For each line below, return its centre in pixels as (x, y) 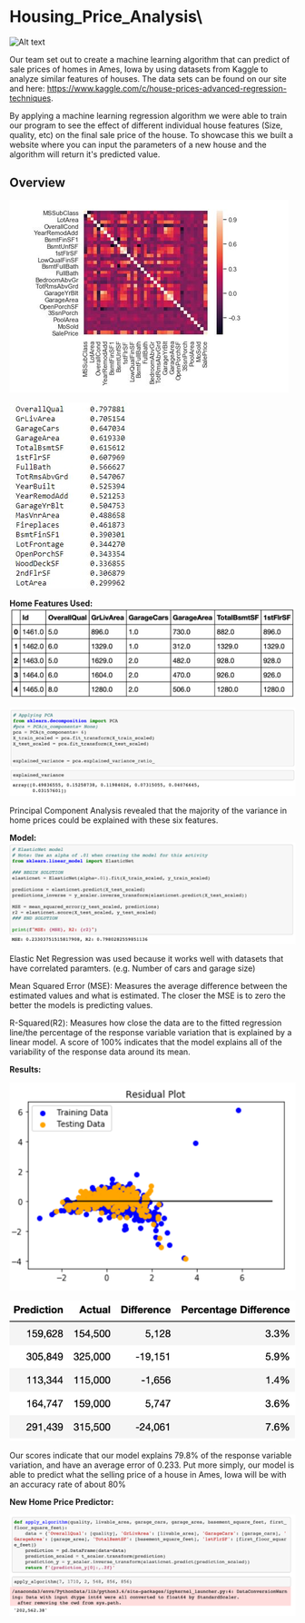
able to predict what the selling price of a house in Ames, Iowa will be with (148, 1475)
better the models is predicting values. (81, 1005)
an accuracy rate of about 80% (68, 1484)
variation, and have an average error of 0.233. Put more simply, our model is (152, 1465)
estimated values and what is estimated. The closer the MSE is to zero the (148, 995)
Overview (38, 183)
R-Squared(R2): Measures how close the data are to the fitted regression (146, 1023)
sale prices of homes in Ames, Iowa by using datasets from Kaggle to (139, 69)
